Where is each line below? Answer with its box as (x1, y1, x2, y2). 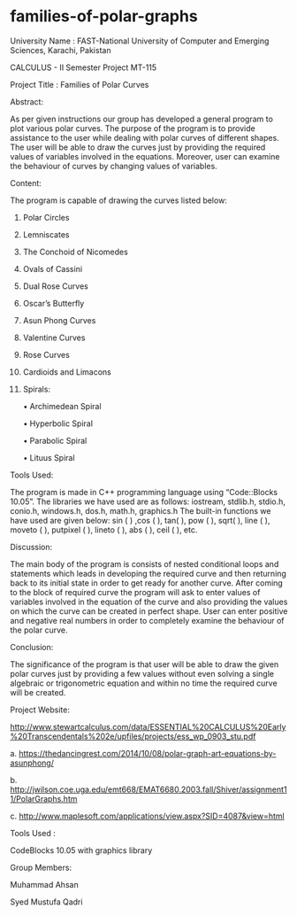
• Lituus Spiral (22, 452, 75, 462)
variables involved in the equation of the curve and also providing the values (10, 596, 288, 607)
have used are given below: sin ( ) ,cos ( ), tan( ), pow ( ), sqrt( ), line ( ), (10, 515, 270, 525)
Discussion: (10, 541, 53, 552)
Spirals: (22, 384, 51, 394)
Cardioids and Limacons (22, 366, 111, 377)
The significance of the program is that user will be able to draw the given (10, 658, 279, 670)
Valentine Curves (22, 332, 86, 343)
